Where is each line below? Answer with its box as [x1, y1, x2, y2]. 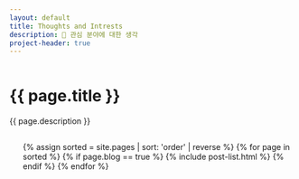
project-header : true [9, 38, 91, 48]
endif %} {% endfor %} [22, 161, 109, 172]
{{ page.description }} [9, 116, 91, 127]
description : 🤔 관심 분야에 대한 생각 [9, 30, 138, 39]
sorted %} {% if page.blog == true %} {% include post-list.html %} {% [22, 151, 285, 163]
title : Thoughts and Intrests [9, 22, 124, 31]
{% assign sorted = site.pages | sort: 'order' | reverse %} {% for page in [22, 142, 291, 153]
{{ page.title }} [9, 86, 121, 107]
